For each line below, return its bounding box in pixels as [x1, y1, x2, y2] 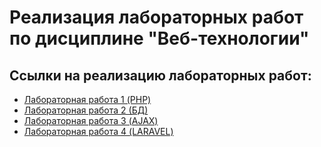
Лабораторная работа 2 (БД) [23, 104, 149, 116]
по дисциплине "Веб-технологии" [9, 27, 310, 50]
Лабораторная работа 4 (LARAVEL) [23, 126, 174, 137]
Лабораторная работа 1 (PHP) [23, 94, 152, 105]
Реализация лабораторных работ [9, 6, 304, 29]
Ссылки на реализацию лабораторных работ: [9, 67, 312, 84]
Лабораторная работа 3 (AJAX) [23, 115, 159, 126]
